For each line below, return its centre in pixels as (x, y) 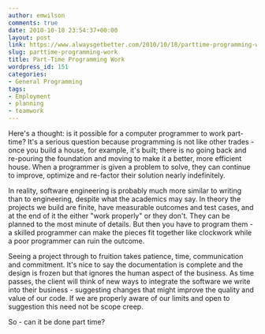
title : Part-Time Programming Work (67, 60)
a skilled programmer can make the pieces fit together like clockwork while (130, 233)
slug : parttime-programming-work (63, 52)
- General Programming (45, 81)
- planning (26, 103)
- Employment (30, 96)
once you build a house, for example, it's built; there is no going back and (127, 150)
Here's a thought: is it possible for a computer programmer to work (117, 133)
